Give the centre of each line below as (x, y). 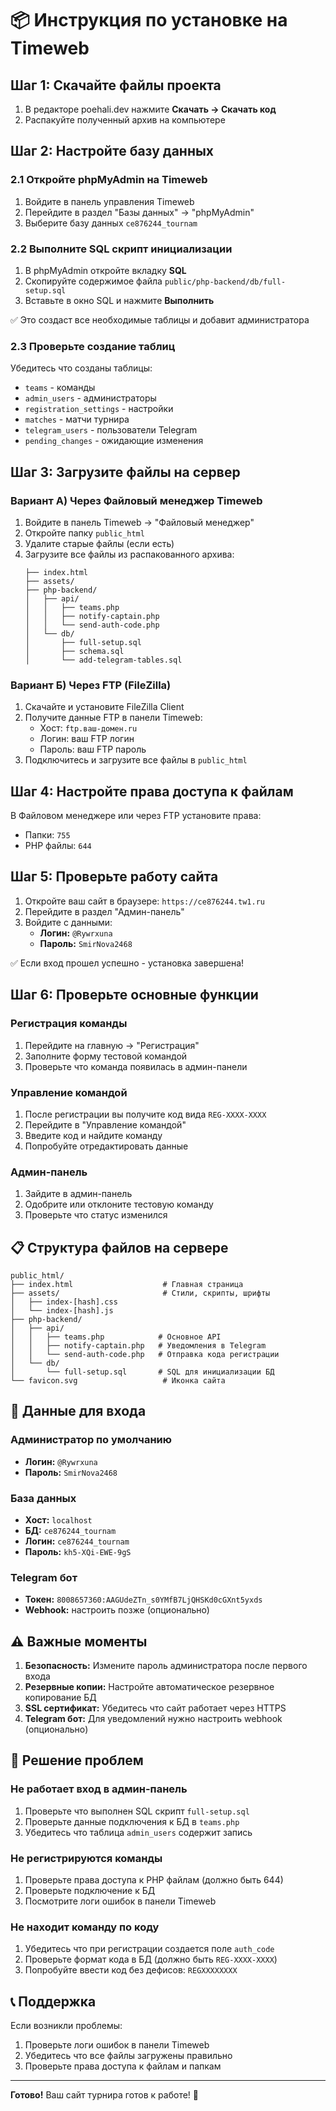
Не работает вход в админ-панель (99, 1789)
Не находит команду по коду (85, 1927)
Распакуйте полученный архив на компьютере (125, 120)
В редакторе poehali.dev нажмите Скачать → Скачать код (150, 109)
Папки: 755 (47, 835)
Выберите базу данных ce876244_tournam (111, 223)
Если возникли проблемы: (66, 2026)
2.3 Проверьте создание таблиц (93, 346)
